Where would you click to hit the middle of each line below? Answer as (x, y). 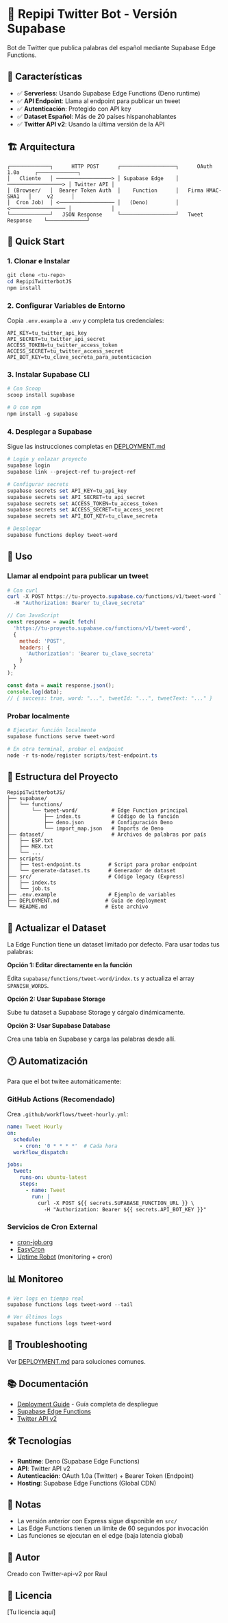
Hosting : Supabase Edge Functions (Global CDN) (87, 1483)
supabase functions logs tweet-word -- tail (70, 1305)
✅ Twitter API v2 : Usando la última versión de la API (91, 124)
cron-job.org (35, 1242)
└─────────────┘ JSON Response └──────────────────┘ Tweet (105, 214)
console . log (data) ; (35, 692)
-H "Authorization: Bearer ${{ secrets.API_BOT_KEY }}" (125, 1209)
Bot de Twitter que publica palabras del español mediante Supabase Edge (111, 47)
